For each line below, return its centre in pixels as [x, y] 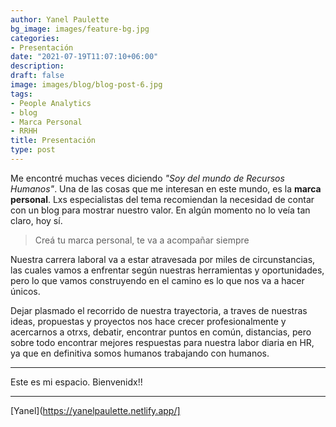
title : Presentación [53, 141]
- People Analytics [51, 103]
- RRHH [24, 131]
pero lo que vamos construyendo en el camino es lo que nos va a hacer [157, 280]
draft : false [37, 76]
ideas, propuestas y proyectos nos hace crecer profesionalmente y [148, 321]
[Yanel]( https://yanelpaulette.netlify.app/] [95, 410]
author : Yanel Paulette [60, 19]
